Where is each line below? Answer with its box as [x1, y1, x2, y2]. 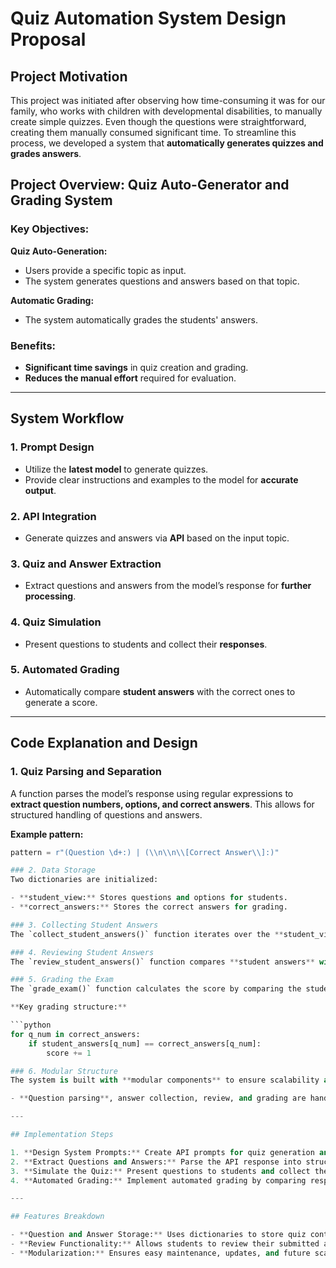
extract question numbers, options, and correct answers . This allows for [10, 798, 315, 810]
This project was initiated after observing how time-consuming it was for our [10, 95, 326, 106]
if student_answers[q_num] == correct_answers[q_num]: [28, 1038, 262, 1049]
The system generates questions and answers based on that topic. [24, 275, 300, 287]
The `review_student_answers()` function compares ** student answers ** [10, 957, 315, 967]
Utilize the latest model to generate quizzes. [24, 463, 209, 475]
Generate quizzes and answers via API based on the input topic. [24, 532, 290, 544]
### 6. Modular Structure [10, 1066, 118, 1076]
